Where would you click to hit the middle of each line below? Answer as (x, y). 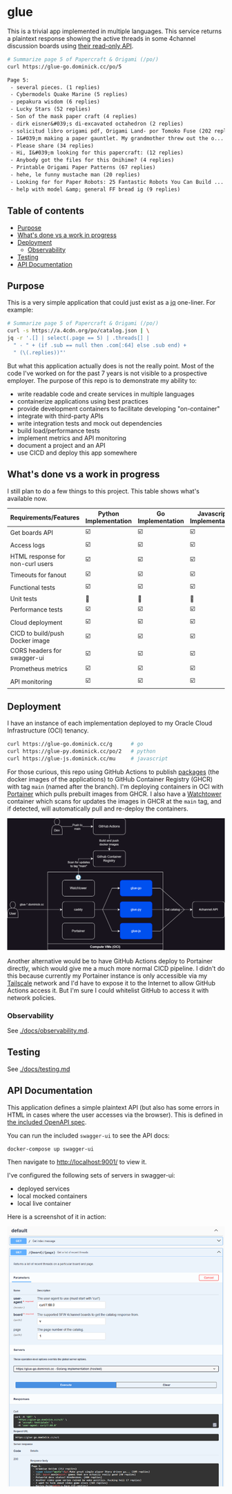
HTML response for (38, 556)
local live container (44, 1204)
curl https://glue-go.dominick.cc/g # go (75, 744)
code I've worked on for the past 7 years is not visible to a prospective (107, 373)
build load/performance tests (58, 431)
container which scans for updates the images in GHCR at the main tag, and (114, 801)
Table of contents (46, 211)
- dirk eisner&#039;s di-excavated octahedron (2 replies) (97, 124)
